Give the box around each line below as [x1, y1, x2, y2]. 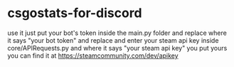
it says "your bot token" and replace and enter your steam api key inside [7, 36, 219, 44]
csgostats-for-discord [7, 5, 142, 21]
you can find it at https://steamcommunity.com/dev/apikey [7, 51, 179, 60]
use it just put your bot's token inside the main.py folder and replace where [7, 29, 228, 37]
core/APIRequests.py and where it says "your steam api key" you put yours [7, 43, 228, 52]
